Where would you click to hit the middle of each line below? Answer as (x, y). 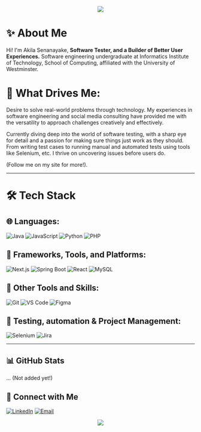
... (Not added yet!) (29, 378)
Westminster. (22, 69)
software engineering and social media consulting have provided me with (97, 116)
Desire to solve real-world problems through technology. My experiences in (99, 109)
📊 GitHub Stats (35, 361)
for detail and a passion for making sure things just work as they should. (95, 140)
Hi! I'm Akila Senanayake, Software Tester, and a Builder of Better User (95, 50)
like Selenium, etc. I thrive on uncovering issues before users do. (86, 153)
